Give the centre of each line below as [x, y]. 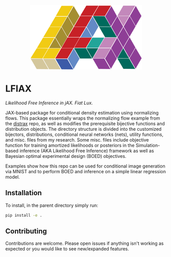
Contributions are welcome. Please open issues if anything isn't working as [84, 243]
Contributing [26, 231]
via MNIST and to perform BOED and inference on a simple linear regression [86, 171]
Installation [24, 193]
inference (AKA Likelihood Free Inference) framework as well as [87, 151]
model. [13, 177]
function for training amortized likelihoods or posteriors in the [70, 145]
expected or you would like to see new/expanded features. [67, 249]
